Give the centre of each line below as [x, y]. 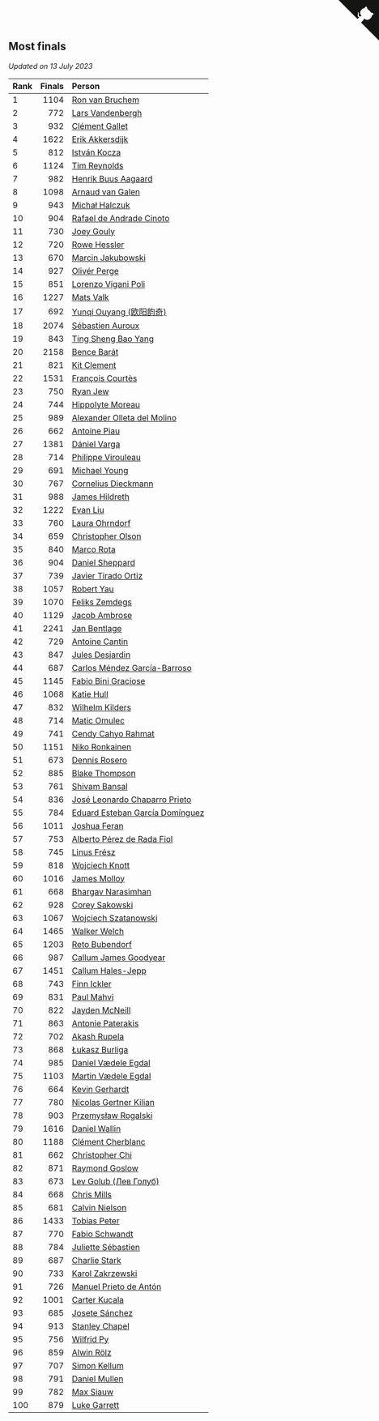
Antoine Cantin [100, 642]
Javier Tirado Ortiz [107, 575]
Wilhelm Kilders [102, 707]
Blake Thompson [104, 773]
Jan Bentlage [97, 628]
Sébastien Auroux [106, 326]
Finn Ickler [92, 984]
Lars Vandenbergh [107, 113]
